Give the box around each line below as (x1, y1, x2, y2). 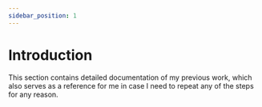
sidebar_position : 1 (8, 11, 78, 20)
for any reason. (8, 89, 58, 99)
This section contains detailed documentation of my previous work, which (8, 73, 252, 82)
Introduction (8, 46, 93, 64)
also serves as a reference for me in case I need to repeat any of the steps (8, 81, 254, 90)
